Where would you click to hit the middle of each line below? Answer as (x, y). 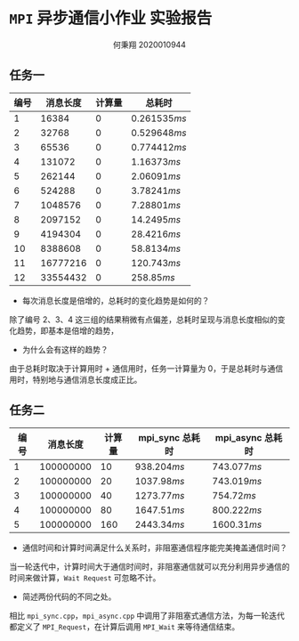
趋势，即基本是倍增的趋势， (67, 330)
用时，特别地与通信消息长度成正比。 (76, 379)
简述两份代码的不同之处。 (69, 596)
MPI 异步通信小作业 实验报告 (111, 18)
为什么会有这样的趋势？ (65, 349)
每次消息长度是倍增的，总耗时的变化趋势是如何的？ (116, 300)
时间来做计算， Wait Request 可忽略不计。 (85, 577)
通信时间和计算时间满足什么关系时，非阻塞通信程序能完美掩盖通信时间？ (154, 548)
